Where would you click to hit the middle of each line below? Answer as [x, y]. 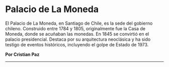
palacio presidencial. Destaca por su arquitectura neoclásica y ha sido [78, 39]
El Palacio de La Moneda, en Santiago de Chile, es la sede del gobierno [79, 23]
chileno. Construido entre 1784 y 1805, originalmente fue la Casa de [75, 28]
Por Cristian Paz [22, 54]
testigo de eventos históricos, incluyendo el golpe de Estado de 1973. [77, 44]
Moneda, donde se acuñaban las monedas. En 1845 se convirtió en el [77, 34]
